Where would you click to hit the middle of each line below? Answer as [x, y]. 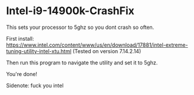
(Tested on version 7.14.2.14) [107, 51]
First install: [20, 38]
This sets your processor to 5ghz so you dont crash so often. [80, 27]
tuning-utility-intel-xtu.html [39, 51]
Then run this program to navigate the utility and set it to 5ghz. [82, 63]
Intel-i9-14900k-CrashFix [70, 11]
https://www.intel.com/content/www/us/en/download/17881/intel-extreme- [97, 45]
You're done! [22, 74]
